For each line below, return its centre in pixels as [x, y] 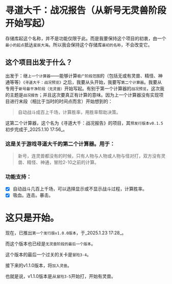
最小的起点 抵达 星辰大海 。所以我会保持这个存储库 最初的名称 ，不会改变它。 [79, 44]
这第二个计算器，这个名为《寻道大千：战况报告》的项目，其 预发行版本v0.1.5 [84, 123]
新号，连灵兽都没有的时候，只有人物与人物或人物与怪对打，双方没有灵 [92, 156]
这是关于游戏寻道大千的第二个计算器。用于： [60, 144]
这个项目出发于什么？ [39, 63]
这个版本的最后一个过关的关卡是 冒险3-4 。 [48, 255]
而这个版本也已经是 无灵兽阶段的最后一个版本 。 [51, 244]
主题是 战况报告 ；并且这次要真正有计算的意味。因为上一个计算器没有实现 [84, 94]
